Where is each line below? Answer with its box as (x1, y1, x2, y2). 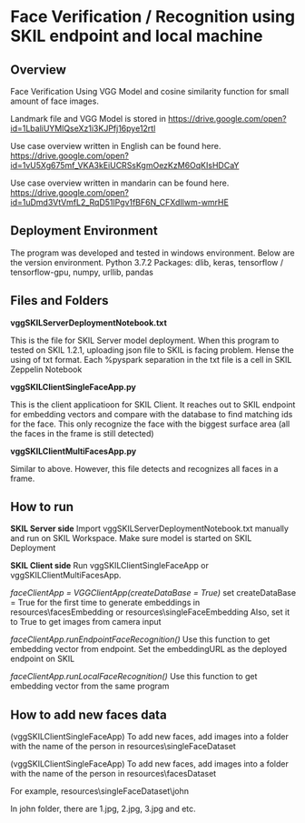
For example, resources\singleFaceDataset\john (10, 786, 190, 797)
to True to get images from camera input (10, 617, 162, 627)
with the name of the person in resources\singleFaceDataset (10, 741, 237, 752)
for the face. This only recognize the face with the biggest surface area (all (10, 418, 290, 429)
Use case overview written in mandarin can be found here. (10, 177, 230, 188)
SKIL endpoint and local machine (10, 25, 263, 46)
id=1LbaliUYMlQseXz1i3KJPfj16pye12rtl (10, 123, 156, 134)
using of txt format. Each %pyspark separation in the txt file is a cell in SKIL (10, 354, 292, 365)
